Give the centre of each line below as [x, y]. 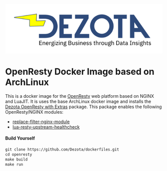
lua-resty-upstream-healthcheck [46, 127]
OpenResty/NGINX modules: [34, 112]
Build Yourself [20, 138]
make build [16, 160]
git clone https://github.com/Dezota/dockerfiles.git [62, 150]
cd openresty [19, 155]
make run [14, 165]
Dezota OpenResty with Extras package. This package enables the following [83, 107]
